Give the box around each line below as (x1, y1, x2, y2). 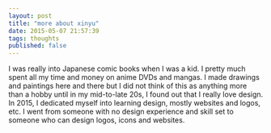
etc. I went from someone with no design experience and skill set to (8, 106, 235, 117)
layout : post (8, 11, 53, 20)
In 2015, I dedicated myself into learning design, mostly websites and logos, (8, 98, 261, 108)
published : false (8, 42, 67, 50)
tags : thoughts (8, 34, 60, 43)
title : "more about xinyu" (8, 19, 100, 27)
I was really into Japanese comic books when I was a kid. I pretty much (8, 64, 246, 73)
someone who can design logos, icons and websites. (8, 115, 185, 125)
